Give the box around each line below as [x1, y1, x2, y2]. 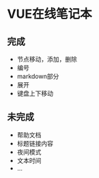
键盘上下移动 [16, 90, 53, 97]
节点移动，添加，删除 [16, 55, 77, 63]
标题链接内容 [16, 139, 53, 147]
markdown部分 [16, 73, 59, 80]
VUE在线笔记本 [7, 6, 92, 22]
